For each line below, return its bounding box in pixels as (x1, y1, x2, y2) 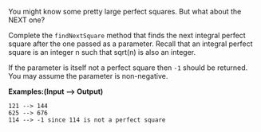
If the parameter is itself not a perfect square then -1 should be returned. (8, 63, 248, 72)
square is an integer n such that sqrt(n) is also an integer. (8, 48, 196, 56)
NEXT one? (8, 15, 45, 25)
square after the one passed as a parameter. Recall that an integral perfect (8, 39, 253, 49)
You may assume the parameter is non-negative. (8, 72, 168, 80)
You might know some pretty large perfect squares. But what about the (8, 7, 242, 16)
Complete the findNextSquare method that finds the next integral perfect (8, 31, 246, 40)
